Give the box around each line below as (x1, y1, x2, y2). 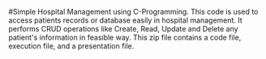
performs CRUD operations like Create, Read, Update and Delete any (8, 24, 238, 33)
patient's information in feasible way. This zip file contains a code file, (8, 32, 242, 42)
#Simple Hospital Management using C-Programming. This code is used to (8, 7, 259, 16)
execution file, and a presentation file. (8, 41, 135, 51)
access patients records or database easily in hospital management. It (8, 15, 243, 25)
